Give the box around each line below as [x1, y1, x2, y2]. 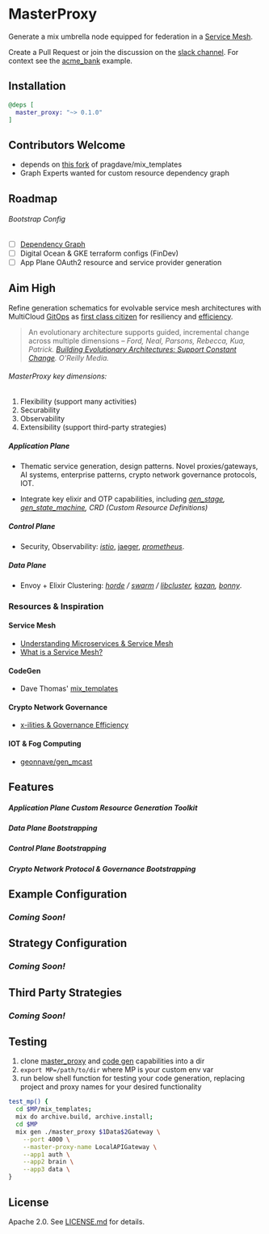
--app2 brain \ [23, 1158, 74, 1166]
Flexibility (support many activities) [19, 396, 137, 406]
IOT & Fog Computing [8, 739, 82, 749]
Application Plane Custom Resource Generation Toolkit [8, 802, 198, 813]
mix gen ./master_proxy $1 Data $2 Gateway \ [15, 1127, 161, 1136]
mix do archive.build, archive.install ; [15, 1113, 153, 1121]
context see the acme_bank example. [8, 56, 133, 66]
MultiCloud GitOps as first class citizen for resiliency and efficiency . [8, 311, 233, 321]
